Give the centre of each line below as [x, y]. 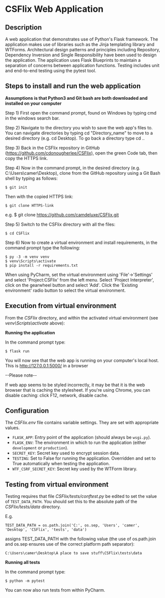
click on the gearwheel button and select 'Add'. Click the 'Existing [71, 285]
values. [12, 428]
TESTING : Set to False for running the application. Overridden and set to [84, 458]
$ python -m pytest [25, 581]
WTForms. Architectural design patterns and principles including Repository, [83, 50]
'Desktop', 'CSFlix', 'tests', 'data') [46, 530]
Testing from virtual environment [57, 484]
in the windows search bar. [33, 118]
